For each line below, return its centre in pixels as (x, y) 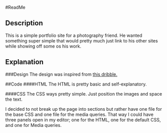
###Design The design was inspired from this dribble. (61, 74)
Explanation (25, 62)
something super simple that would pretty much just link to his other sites (82, 40)
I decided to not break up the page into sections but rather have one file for (83, 109)
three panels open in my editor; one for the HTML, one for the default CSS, (83, 120)
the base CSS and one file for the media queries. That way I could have (79, 114)
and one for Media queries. (33, 125)
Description (24, 23)
